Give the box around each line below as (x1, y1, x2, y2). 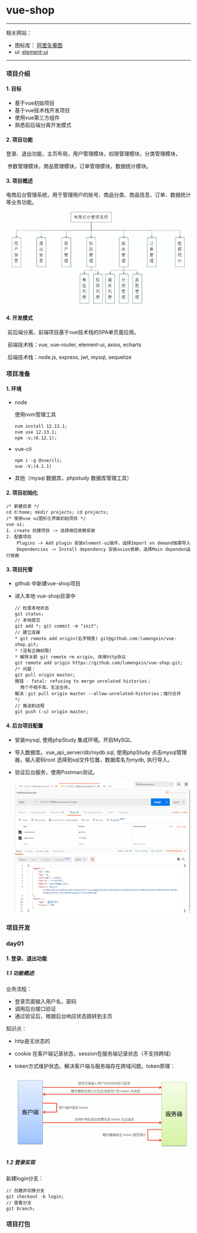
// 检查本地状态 (14, 605, 49, 611)
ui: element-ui (14, 48, 49, 55)
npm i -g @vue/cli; (14, 457, 63, 463)
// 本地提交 (14, 618, 40, 624)
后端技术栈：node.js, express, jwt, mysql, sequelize (7, 353, 132, 360)
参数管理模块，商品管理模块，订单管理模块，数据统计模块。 (7, 163, 151, 170)
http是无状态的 (14, 1038, 50, 1045)
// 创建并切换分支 (6, 1188, 45, 1194)
